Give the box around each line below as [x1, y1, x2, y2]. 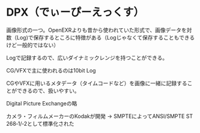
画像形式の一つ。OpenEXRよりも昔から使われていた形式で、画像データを [6, 26, 187, 34]
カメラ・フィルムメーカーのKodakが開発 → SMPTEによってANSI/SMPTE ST [6, 112, 193, 120]
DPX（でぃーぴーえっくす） [6, 5, 145, 19]
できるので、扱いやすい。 [16, 87, 80, 94]
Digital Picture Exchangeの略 [6, 99, 77, 107]
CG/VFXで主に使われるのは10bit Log [6, 66, 96, 74]
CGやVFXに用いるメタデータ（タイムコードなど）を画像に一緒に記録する [6, 79, 187, 87]
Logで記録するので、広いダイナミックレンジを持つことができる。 [6, 54, 168, 61]
